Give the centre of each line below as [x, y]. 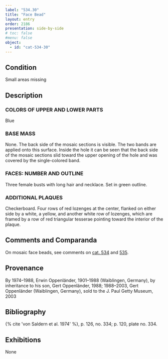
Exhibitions [23, 340]
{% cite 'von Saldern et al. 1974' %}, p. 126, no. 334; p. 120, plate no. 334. [81, 324]
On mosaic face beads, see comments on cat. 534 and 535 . [67, 252]
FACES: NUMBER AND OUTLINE [44, 174]
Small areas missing [26, 80]
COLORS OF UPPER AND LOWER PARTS [54, 109]
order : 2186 [18, 24]
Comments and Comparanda [51, 240]
